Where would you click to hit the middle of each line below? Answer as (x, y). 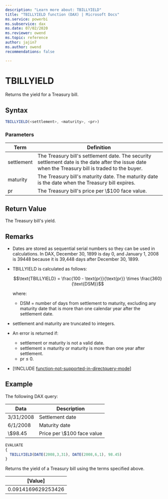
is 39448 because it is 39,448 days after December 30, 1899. (76, 259)
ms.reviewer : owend (25, 33)
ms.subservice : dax (25, 24)
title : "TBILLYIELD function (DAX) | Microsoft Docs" (62, 14)
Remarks (19, 236)
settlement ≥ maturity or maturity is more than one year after (82, 348)
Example (19, 384)
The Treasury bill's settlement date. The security (94, 156)
